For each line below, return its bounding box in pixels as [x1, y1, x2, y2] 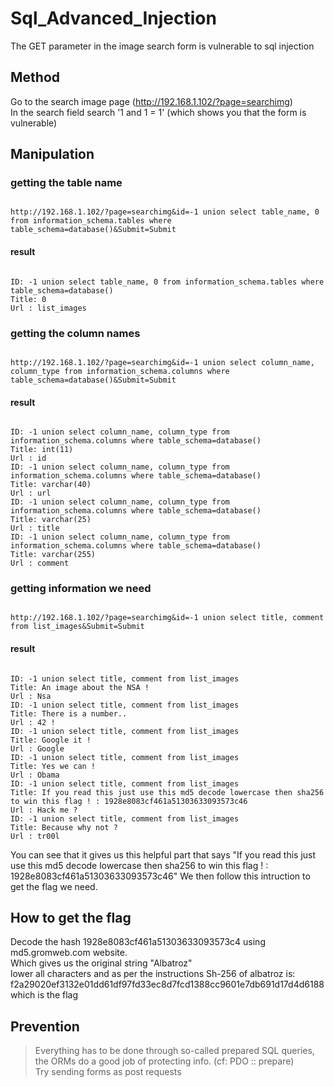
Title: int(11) [10, 445, 74, 455]
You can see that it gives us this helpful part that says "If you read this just [10, 848, 317, 861]
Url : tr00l [10, 831, 60, 841]
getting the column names [10, 326, 141, 340]
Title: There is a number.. [10, 708, 128, 719]
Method [10, 69, 61, 86]
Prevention [10, 1018, 80, 1035]
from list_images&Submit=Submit [10, 622, 145, 632]
